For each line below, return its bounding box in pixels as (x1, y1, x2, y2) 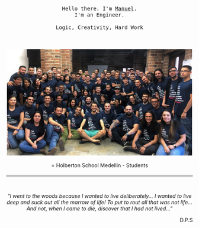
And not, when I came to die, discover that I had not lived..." (26, 205, 173, 212)
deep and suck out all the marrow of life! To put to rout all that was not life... (7, 198, 192, 206)
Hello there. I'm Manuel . (62, 5, 137, 12)
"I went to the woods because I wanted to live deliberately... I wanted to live (7, 192, 192, 199)
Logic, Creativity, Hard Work (55, 24, 143, 31)
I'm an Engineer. (74, 12, 125, 18)
